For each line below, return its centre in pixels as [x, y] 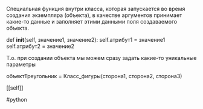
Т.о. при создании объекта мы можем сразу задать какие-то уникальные [101, 58]
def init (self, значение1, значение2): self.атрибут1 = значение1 [86, 40]
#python [17, 100]
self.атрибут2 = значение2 [40, 46]
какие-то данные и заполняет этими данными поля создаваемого [92, 21]
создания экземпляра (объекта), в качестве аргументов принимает [94, 15]
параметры [21, 64]
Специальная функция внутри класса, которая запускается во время [96, 9]
